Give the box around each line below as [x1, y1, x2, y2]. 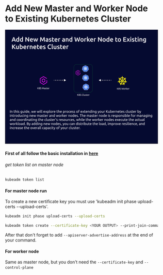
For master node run [5, 188, 47, 194]
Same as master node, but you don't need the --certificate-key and [5, 259, 144, 265]
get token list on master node [5, 162, 64, 167]
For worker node [5, 248, 39, 254]
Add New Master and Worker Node [5, 3, 148, 14]
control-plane [5, 265, 34, 270]
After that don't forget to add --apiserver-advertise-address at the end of [5, 232, 153, 238]
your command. [5, 237, 37, 243]
